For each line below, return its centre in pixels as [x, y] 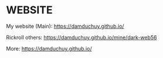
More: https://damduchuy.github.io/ [49, 48]
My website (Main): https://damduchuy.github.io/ [65, 26]
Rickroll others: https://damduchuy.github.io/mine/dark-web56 [81, 37]
